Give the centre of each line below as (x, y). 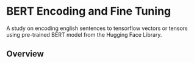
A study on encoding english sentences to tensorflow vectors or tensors (97, 28)
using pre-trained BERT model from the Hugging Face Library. (84, 34)
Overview (25, 54)
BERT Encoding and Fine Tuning (89, 11)
